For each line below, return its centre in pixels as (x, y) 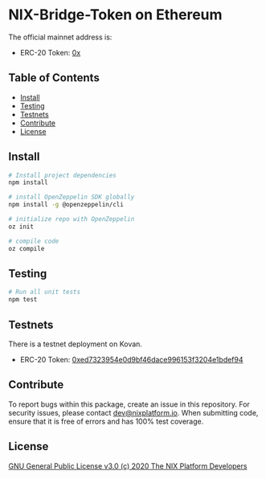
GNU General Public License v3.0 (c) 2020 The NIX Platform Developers (128, 466)
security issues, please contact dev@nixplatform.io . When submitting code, (133, 412)
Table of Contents (54, 78)
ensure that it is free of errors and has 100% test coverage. (106, 421)
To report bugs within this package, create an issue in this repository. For (129, 404)
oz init (21, 227)
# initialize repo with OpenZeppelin (72, 219)
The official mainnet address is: (60, 37)
